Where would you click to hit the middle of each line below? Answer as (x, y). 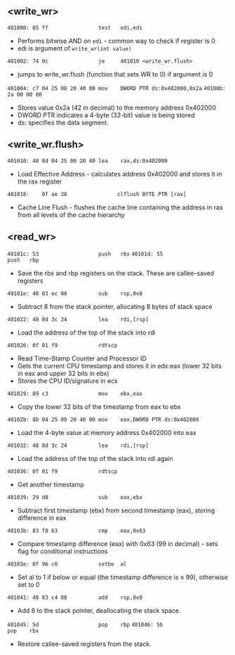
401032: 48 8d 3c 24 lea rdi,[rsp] (78, 446)
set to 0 (28, 585)
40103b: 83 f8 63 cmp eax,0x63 (76, 531)
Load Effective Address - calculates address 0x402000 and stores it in (120, 174)
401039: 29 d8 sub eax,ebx (75, 498)
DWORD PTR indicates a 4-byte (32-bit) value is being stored (106, 115)
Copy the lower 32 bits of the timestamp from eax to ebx (99, 407)
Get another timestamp (51, 485)
